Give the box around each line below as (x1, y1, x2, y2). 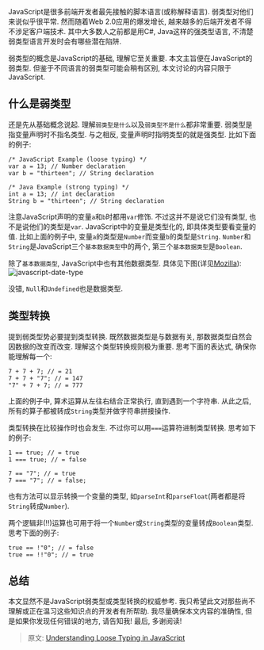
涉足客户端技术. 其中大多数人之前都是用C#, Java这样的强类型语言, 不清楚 (14, 27, 254, 36)
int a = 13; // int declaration (8, 189, 115, 198)
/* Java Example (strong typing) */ (8, 183, 129, 191)
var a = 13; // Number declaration (8, 162, 126, 170)
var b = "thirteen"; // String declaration (8, 169, 155, 177)
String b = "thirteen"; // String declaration (8, 197, 165, 205)
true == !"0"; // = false (8, 544, 94, 552)
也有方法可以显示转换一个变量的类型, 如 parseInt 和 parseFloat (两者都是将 (8, 491, 246, 501)
